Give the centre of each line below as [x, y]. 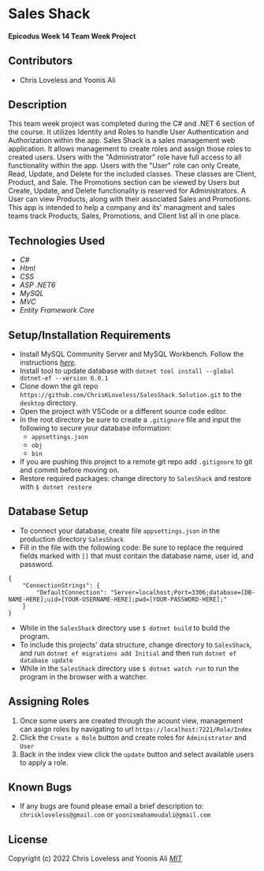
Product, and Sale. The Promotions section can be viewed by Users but [124, 182]
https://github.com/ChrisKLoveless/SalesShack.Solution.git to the [130, 395]
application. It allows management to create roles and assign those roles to [130, 149]
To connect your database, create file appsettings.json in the [120, 531]
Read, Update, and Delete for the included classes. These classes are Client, [132, 174]
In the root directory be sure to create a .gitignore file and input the [130, 420]
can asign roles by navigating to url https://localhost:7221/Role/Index [136, 729]
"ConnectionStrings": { [61, 585]
